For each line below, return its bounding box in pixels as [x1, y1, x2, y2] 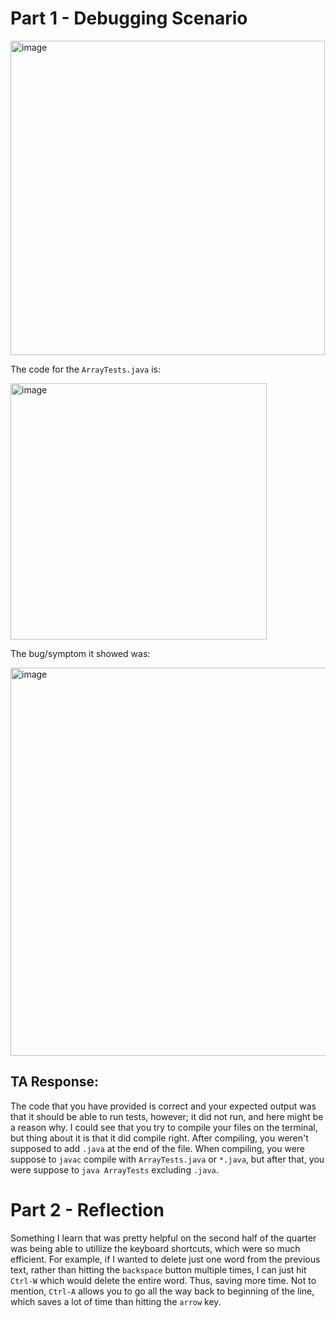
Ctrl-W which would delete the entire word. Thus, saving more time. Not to [10, 1274, 317, 1286]
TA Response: [10, 1073, 100, 1091]
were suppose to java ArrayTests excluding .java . [10, 1163, 219, 1176]
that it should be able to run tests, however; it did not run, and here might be [10, 1110, 324, 1122]
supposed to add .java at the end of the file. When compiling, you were [10, 1142, 306, 1154]
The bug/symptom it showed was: [10, 647, 151, 659]
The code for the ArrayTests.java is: [10, 363, 161, 375]
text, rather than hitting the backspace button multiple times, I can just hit [10, 1263, 307, 1276]
